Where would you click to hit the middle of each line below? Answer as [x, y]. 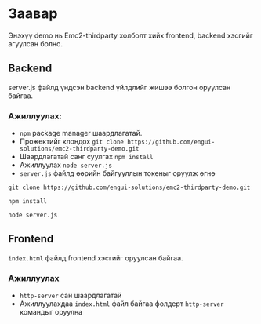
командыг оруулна [51, 312]
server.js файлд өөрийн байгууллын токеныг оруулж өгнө [117, 173]
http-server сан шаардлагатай [71, 296]
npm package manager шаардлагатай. [81, 133]
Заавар [33, 14]
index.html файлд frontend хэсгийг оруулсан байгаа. [96, 258]
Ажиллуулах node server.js [65, 165]
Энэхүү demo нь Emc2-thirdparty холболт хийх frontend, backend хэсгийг [130, 35]
